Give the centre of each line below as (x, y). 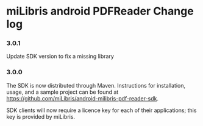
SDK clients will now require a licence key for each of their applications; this (101, 110)
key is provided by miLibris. (41, 116)
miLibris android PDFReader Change (100, 11)
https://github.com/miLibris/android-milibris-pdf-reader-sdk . (83, 98)
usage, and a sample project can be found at (62, 92)
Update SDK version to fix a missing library (60, 57)
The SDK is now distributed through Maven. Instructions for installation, (96, 85)
